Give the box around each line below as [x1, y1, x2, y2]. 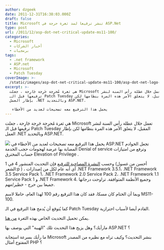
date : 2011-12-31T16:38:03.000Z [5, 12, 71, 17]
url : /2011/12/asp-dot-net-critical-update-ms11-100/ [5, 30, 117, 35]
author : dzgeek [5, 7, 36, 12]
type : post [5, 25, 27, 30]
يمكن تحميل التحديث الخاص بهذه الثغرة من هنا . [5, 215, 89, 221]
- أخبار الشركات [9, 44, 42, 48]
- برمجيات [9, 48, 29, 53]
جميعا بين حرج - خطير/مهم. [5, 182, 55, 187]
